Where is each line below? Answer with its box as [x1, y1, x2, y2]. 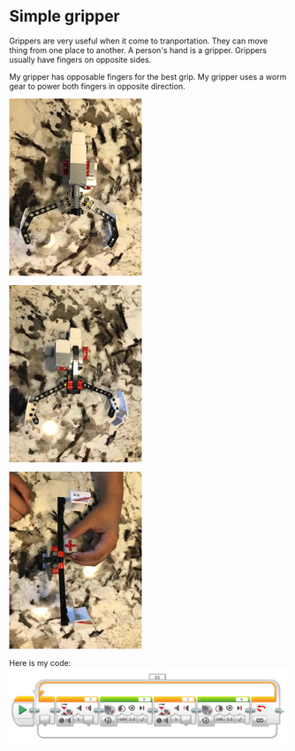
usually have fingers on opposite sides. [9, 54, 152, 65]
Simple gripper [9, 6, 121, 27]
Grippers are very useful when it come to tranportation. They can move [9, 35, 269, 46]
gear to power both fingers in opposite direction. [9, 81, 185, 91]
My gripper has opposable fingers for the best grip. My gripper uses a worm [9, 71, 287, 81]
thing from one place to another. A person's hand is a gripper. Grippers [9, 44, 268, 55]
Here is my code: [9, 657, 72, 668]
